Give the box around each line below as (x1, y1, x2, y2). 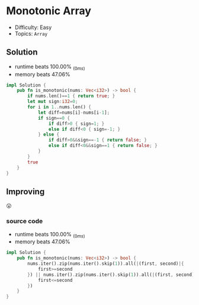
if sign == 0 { (37, 115, 70, 121)
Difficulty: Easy (14, 24, 52, 31)
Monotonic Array (6, 4, 92, 18)
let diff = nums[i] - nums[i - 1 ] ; (37, 110, 110, 115)
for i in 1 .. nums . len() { (27, 104, 92, 110)
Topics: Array (14, 30, 48, 37)
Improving (6, 187, 45, 197)
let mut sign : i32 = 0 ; (27, 99, 78, 105)
